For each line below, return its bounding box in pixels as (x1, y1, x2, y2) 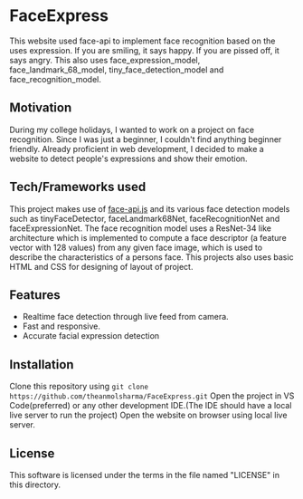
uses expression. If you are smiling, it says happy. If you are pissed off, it (9, 44, 280, 55)
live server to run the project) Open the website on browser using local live (9, 409, 288, 421)
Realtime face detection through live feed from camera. (22, 312, 229, 322)
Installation (9, 357, 74, 372)
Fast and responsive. (22, 321, 101, 331)
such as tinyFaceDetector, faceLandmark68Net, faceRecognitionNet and (9, 213, 280, 224)
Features (9, 287, 61, 302)
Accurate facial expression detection (22, 331, 160, 341)
